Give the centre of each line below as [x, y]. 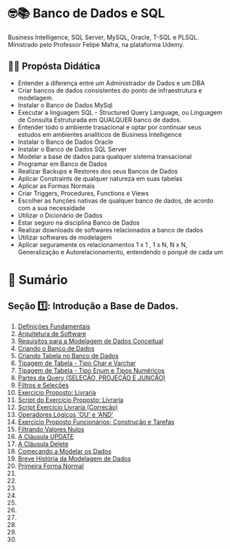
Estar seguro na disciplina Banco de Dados [79, 223]
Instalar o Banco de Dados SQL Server [72, 149]
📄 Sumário [38, 280]
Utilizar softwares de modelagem [65, 237]
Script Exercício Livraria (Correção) [68, 407]
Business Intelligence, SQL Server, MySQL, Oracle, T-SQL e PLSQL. [103, 37]
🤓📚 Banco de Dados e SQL [86, 13]
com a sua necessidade [51, 207]
